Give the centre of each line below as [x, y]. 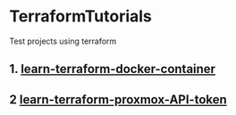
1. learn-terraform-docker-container [113, 69]
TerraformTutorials [80, 16]
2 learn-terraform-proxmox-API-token [118, 99]
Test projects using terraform [63, 41]
